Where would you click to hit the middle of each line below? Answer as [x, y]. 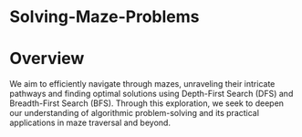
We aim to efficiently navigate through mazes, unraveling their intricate [142, 84]
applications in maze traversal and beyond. [90, 123]
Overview [47, 59]
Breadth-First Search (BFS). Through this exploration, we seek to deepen [147, 103]
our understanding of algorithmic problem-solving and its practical [135, 113]
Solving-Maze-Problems [104, 17]
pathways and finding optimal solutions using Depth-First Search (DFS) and [151, 94]
